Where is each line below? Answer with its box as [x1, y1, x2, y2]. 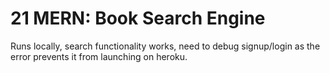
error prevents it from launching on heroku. [10, 50, 188, 62]
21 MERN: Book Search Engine [10, 7, 266, 30]
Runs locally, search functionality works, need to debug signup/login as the [10, 40, 321, 52]
